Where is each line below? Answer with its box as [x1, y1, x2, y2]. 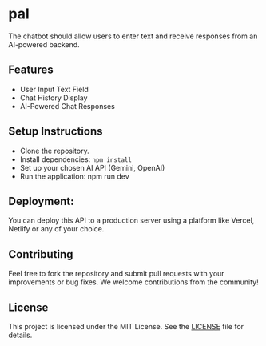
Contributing [8, 247, 73, 261]
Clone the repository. [19, 146, 89, 155]
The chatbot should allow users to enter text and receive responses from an [8, 31, 258, 41]
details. [8, 330, 33, 340]
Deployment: [8, 194, 74, 208]
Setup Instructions [8, 125, 103, 139]
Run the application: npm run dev [19, 171, 129, 181]
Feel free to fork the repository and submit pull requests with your [8, 269, 225, 279]
